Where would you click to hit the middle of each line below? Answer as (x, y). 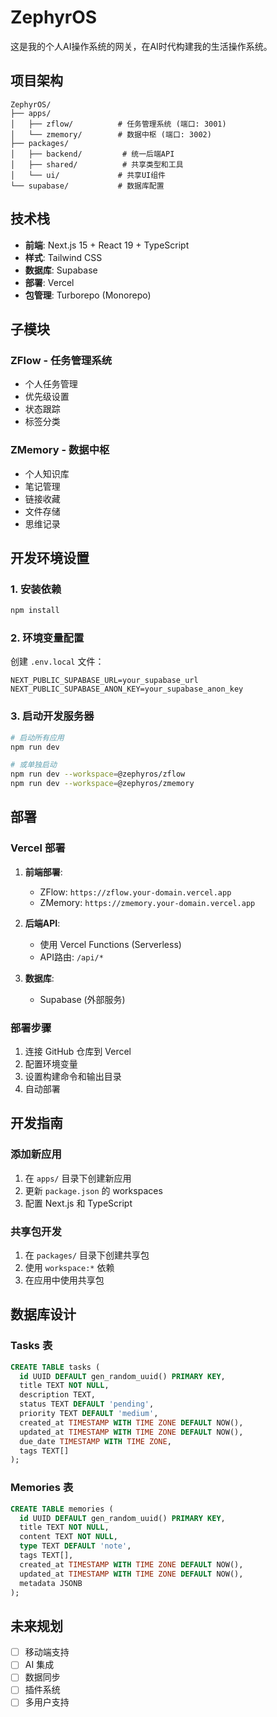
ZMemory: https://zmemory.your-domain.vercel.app (147, 902)
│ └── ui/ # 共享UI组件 (88, 175)
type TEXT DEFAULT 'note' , (75, 1546)
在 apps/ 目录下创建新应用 (78, 1178)
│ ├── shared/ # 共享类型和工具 (97, 164)
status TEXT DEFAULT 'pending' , (87, 1404)
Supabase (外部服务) (82, 999)
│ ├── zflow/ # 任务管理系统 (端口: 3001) (118, 124)
